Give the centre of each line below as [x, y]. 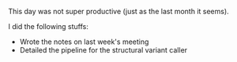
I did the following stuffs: [49, 26]
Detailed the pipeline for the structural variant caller [103, 50]
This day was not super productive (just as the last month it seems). [118, 11]
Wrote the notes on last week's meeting [84, 42]
